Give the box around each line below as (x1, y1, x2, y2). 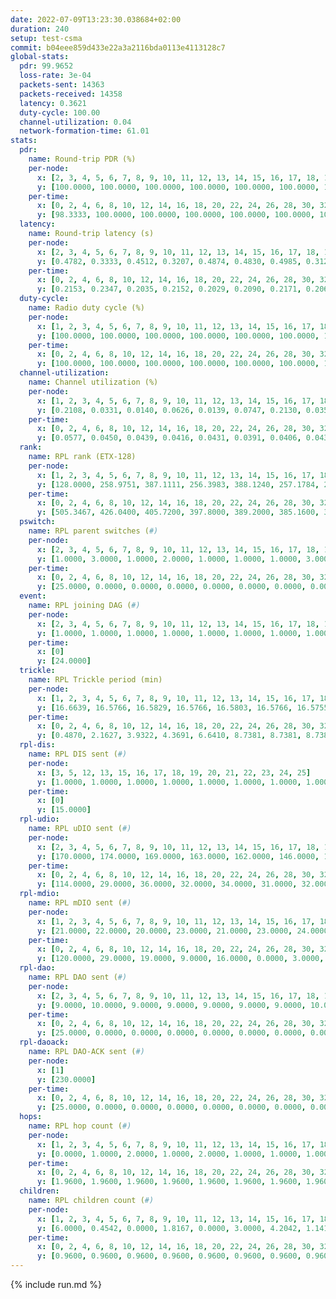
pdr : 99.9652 (19, 61, 74, 71)
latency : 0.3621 (19, 98, 87, 108)
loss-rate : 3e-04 (19, 71, 92, 81)
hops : (19, 1112, 43, 1122)
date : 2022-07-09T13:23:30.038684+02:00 (10, 14, 182, 25)
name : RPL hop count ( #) (28, 1121, 132, 1131)
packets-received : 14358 (19, 89, 123, 99)
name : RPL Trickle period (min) (28, 675, 163, 685)
